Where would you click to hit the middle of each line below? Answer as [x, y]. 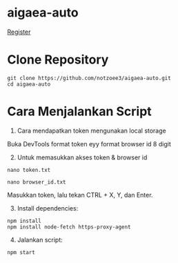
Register [19, 32]
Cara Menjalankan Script [79, 111]
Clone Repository [58, 60]
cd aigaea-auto [29, 84]
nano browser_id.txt [37, 182]
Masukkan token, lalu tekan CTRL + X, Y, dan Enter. [80, 195]
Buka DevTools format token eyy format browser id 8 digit [89, 144]
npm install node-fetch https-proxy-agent [69, 227]
